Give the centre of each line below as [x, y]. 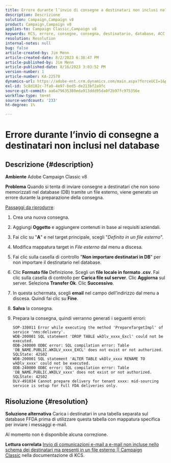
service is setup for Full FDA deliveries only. [65, 386]
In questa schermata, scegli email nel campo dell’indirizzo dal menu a [86, 293]
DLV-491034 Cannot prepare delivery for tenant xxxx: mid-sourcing [85, 381]
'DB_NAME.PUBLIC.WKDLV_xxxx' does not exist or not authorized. [82, 373]
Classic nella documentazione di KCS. [45, 455]
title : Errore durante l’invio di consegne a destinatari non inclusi [82, 10]
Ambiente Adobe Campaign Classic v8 [46, 177]
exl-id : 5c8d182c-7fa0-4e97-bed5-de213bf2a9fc [55, 86]
